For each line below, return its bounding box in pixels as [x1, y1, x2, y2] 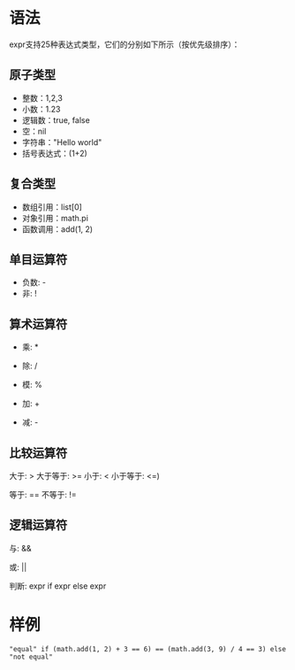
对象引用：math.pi [21, 212, 88, 223]
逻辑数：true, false [21, 114, 90, 125]
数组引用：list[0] [21, 201, 82, 212]
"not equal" [9, 652, 53, 661]
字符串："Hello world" [21, 136, 102, 147]
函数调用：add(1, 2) [21, 223, 94, 235]
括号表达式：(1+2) [21, 148, 88, 158]
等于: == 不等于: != [9, 489, 77, 500]
